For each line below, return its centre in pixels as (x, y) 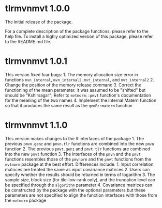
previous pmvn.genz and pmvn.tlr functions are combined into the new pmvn (80, 144)
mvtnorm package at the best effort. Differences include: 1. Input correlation (79, 164)
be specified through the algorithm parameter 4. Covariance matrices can (79, 185)
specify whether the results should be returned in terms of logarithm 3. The (80, 175)
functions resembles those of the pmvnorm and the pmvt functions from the (78, 159)
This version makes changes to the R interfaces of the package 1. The (74, 138)
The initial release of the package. (39, 22)
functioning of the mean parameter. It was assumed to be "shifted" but (75, 90)
